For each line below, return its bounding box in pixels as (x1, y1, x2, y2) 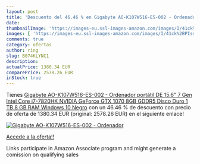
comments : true (6, 36, 44, 42)
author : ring (6, 48, 39, 53)
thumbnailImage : (6, 25, 46, 31)
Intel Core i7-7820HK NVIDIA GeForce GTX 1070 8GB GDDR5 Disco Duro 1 (6, 97, 188, 105)
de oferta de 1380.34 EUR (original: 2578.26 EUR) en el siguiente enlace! (6, 111, 185, 118)
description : (6, 58, 39, 64)
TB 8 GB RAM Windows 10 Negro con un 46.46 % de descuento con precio (6, 104, 191, 111)
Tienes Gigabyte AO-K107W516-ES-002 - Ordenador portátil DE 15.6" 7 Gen (6, 92, 192, 99)
